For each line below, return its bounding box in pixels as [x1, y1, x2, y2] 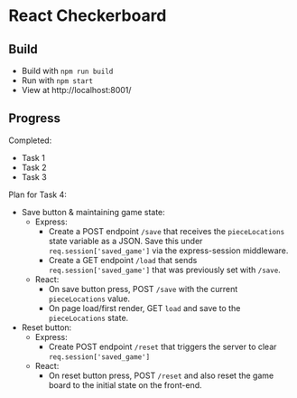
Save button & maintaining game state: [21, 206, 166, 217]
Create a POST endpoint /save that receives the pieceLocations [48, 225, 285, 236]
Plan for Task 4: [8, 189, 67, 200]
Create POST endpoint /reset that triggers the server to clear [48, 341, 277, 352]
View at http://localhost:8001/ [21, 85, 132, 95]
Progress [8, 110, 60, 127]
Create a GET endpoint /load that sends [48, 254, 198, 265]
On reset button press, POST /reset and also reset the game [48, 370, 274, 381]
